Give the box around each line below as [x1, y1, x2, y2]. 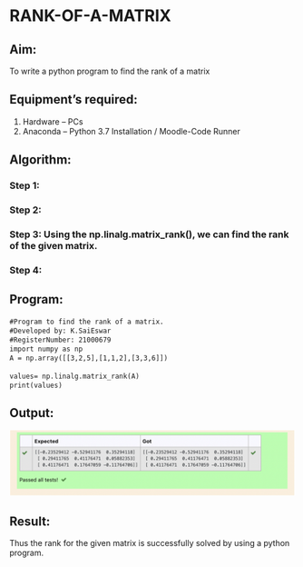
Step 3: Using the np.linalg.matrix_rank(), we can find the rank [9, 228, 289, 241]
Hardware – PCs [22, 115, 83, 127]
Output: [9, 405, 54, 421]
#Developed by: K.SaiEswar [9, 326, 112, 335]
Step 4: [9, 264, 43, 276]
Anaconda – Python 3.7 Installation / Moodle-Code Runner [22, 125, 240, 136]
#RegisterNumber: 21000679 [9, 335, 112, 344]
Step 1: [9, 179, 40, 192]
